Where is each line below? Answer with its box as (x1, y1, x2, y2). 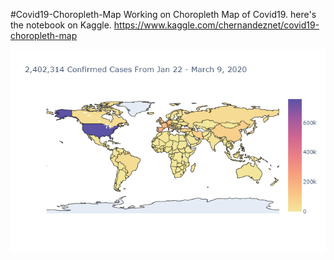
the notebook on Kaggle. (10, 19, 112, 31)
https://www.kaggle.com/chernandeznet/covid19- (113, 19, 320, 31)
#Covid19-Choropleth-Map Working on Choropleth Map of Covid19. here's (10, 9, 317, 20)
